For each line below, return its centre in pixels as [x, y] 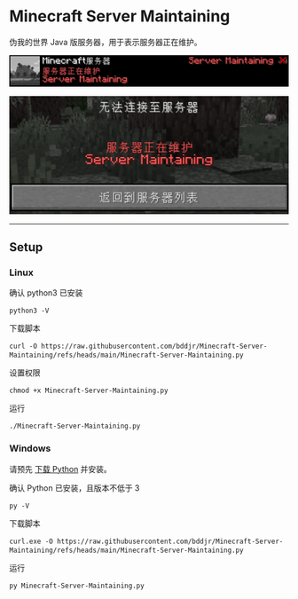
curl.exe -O [31, 541]
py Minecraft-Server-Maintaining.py [77, 586]
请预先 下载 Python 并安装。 [61, 469]
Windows [30, 448]
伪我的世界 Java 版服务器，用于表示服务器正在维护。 [106, 42]
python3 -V [29, 311]
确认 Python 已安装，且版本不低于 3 [74, 488]
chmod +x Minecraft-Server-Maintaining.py [89, 391]
